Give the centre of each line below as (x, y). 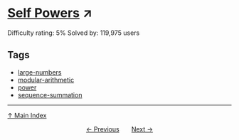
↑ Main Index (27, 115)
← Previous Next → (119, 129)
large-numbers (39, 72)
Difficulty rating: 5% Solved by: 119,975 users (74, 33)
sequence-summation (50, 95)
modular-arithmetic (46, 80)
